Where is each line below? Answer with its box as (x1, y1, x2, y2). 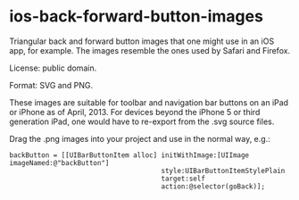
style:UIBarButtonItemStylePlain (161, 166, 286, 175)
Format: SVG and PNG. (9, 79, 94, 90)
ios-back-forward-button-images (9, 6, 263, 27)
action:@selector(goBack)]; (161, 181, 266, 191)
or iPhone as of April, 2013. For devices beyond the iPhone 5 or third (9, 106, 261, 117)
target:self (161, 174, 205, 183)
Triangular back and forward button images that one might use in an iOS (9, 36, 275, 46)
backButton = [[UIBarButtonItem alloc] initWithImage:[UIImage (9, 150, 250, 160)
